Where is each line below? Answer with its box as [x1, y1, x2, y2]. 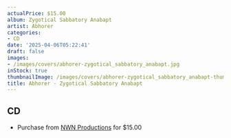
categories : [7, 29, 41, 36]
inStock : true [7, 67, 48, 74]
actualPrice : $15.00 [7, 10, 67, 17]
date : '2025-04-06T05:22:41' [7, 42, 91, 49]
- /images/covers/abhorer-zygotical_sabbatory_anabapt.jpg [7, 61, 180, 68]
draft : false [7, 49, 45, 55]
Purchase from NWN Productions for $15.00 [16, 124, 142, 132]
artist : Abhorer [7, 23, 54, 29]
